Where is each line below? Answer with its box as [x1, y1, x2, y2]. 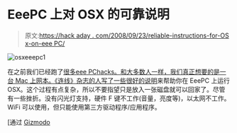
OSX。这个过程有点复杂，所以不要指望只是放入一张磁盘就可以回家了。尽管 [7, 85, 226, 93]
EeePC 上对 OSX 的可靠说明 [7, 6, 170, 23]
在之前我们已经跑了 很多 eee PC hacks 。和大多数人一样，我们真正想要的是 [7, 67, 220, 76]
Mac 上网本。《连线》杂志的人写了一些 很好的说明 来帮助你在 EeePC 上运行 [15, 76, 231, 85]
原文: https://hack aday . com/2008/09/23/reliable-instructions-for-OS [24, 31, 229, 40]
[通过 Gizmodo [7, 117, 51, 126]
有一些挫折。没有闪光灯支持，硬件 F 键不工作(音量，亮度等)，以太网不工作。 [7, 93, 231, 103]
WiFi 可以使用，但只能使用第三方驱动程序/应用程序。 [7, 103, 161, 111]
